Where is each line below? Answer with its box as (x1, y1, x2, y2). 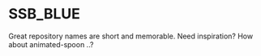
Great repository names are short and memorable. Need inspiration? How (8, 31, 254, 41)
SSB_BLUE (8, 5, 81, 23)
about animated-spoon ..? (8, 39, 94, 49)
